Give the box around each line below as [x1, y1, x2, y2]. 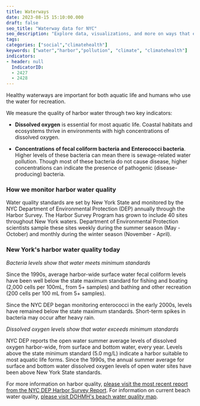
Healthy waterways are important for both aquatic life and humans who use [6, 92, 191, 99]
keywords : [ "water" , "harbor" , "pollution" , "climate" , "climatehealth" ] [6, 48, 187, 54]
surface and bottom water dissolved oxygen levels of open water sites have [6, 362, 192, 370]
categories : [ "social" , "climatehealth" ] [6, 42, 108, 48]
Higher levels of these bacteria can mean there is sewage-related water [14, 151, 191, 159]
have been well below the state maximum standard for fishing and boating [6, 277, 188, 284]
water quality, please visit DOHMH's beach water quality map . [6, 393, 158, 400]
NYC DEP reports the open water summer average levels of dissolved [6, 337, 177, 344]
